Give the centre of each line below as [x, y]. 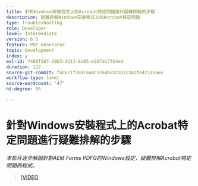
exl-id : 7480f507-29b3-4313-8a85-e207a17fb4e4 [65, 61]
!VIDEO [29, 177]
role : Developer [26, 28]
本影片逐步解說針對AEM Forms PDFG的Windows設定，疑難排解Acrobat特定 [99, 157]
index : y [17, 56]
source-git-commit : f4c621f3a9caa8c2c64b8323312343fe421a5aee [85, 72]
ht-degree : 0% [24, 89]
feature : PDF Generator [36, 45]
